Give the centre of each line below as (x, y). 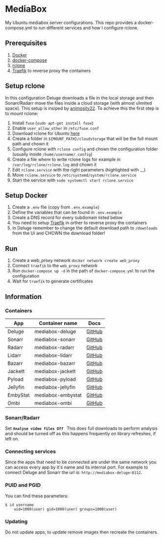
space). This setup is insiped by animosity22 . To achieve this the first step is (82, 108)
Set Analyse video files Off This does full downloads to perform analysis (81, 428)
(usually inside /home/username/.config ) (52, 154)
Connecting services (31, 451)
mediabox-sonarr (55, 339)
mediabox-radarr (54, 347)
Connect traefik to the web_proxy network (55, 266)
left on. (12, 439)
